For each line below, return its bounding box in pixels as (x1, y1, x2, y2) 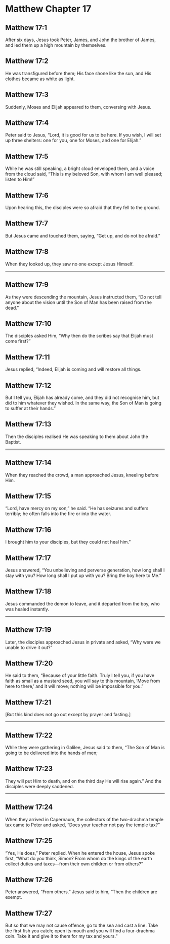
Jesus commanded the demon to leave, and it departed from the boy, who (5, 600, 160, 606)
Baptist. (5, 439, 21, 445)
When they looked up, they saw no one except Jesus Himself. (5, 261, 134, 267)
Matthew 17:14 (5, 458, 52, 467)
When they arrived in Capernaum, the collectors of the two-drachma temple (5, 816, 164, 822)
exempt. (5, 894, 22, 900)
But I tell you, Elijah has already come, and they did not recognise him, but (5, 394, 159, 400)
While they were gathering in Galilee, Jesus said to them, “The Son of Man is (5, 745, 165, 751)
